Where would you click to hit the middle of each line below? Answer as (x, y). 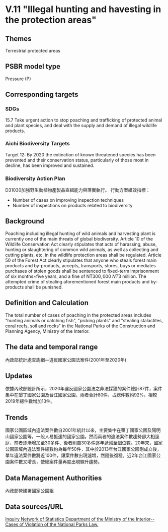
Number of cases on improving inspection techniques (68, 200)
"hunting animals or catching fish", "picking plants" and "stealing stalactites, (84, 320)
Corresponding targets (42, 95)
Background (25, 221)
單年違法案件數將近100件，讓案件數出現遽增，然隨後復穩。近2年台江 (76, 455)
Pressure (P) (18, 79)
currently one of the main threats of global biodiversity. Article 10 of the (79, 239)
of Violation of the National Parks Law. (59, 524)
